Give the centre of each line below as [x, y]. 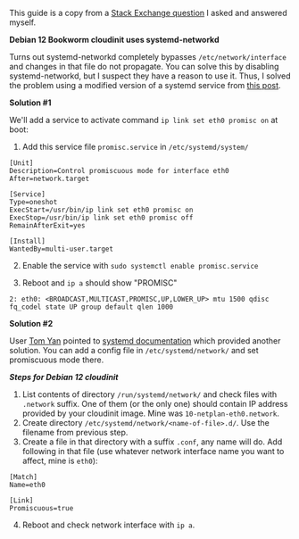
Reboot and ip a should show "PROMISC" [100, 283]
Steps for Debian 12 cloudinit [64, 377]
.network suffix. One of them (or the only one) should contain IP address [155, 404]
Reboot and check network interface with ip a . [108, 525]
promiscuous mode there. [57, 360]
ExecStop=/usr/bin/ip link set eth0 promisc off [101, 218]
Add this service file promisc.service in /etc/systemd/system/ [135, 147]
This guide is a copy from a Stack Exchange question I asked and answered [148, 13]
